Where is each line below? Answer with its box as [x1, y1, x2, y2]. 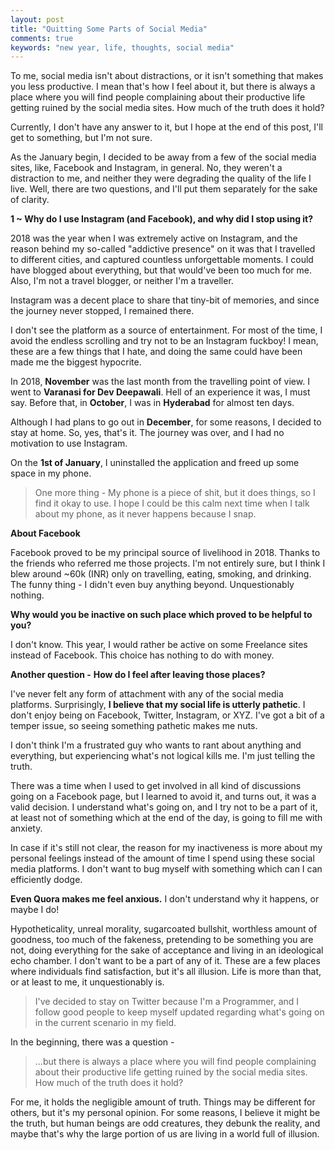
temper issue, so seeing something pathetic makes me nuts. [10, 720, 258, 732]
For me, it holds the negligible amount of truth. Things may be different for [10, 1096, 316, 1108]
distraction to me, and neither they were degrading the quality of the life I [10, 172, 312, 185]
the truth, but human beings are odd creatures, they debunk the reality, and [10, 1117, 321, 1130]
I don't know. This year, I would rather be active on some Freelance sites [10, 639, 308, 651]
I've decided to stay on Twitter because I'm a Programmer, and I [34, 996, 300, 1008]
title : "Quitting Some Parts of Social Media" [10, 24, 208, 34]
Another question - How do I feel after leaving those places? [10, 669, 266, 681]
